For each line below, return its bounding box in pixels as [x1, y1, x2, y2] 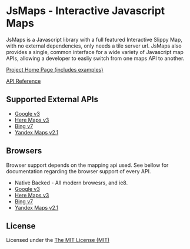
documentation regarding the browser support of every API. [6, 167, 151, 174]
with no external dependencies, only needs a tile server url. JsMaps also [6, 42, 182, 49]
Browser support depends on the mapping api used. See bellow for [6, 161, 169, 169]
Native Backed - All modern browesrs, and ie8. [14, 179, 128, 186]
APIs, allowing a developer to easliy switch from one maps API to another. [6, 55, 185, 62]
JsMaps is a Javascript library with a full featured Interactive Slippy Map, [6, 36, 182, 43]
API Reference [6, 78, 41, 85]
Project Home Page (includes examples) [6, 66, 104, 73]
